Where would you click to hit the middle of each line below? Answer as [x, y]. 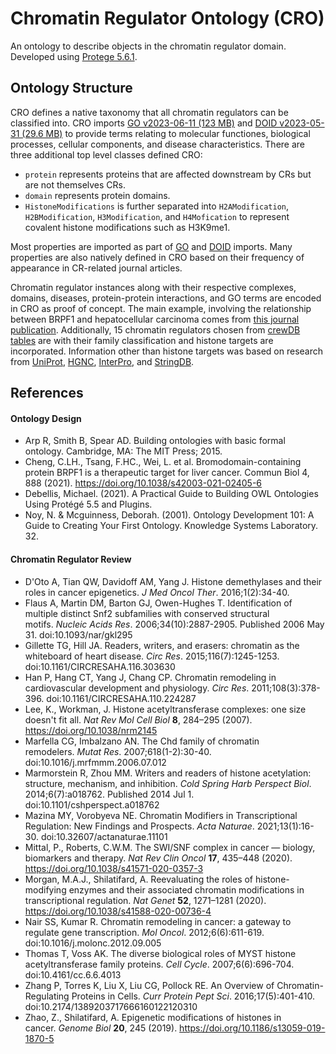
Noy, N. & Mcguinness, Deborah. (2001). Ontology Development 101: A [169, 515]
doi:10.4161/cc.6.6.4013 [73, 974]
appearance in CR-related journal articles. [96, 268]
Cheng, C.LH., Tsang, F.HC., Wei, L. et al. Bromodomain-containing [163, 462]
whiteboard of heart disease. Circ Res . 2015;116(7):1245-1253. [152, 656]
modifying [45, 889]
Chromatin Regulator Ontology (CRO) [167, 18]
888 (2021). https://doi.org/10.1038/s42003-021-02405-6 [143, 483]
